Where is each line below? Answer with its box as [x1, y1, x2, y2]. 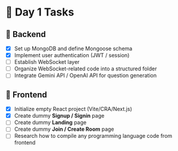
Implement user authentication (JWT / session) [14, 52, 130, 59]
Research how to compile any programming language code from [14, 132, 173, 140]
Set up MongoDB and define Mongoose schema [14, 45, 133, 52]
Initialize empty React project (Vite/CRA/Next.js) [14, 106, 132, 113]
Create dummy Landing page [14, 119, 87, 126]
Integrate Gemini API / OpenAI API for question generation [14, 72, 157, 79]
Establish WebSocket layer [14, 58, 80, 66]
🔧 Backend [5, 29, 46, 39]
